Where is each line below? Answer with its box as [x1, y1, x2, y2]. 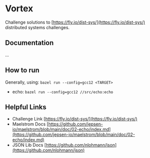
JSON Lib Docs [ [12, 142, 46, 148]
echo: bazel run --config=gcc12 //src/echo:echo [12, 89, 113, 95]
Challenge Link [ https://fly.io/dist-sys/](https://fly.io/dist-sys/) [12, 116, 138, 122]
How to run [5, 66, 40, 74]
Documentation [5, 39, 54, 47]
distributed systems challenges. [5, 24, 70, 30]
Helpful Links [5, 103, 47, 111]
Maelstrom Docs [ [12, 121, 49, 127]
